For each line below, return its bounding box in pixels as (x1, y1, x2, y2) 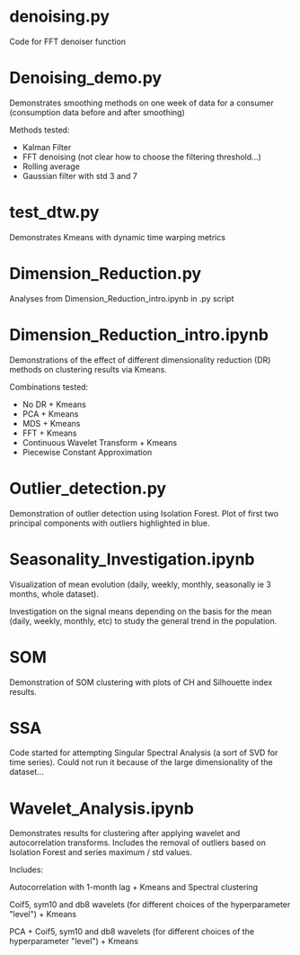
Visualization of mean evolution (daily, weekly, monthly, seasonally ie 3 (9, 579, 271, 590)
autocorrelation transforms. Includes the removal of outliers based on (9, 837, 267, 848)
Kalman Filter (22, 141, 72, 152)
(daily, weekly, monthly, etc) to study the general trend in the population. (9, 615, 278, 626)
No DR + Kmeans (22, 399, 87, 410)
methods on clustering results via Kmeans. (9, 364, 168, 374)
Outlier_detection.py (9, 478, 167, 499)
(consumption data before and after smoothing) (9, 106, 186, 118)
